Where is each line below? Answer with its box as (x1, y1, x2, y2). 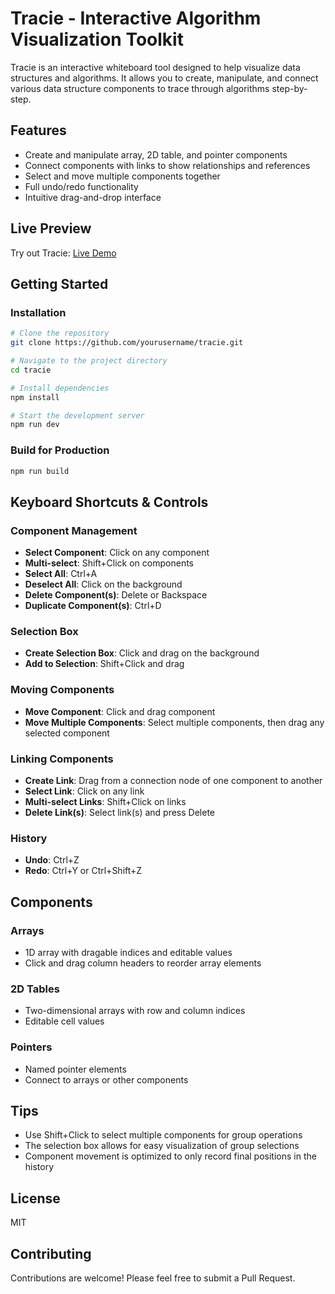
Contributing (10, 1245, 92, 1262)
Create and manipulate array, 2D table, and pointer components (24, 148, 288, 161)
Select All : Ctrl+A (24, 568, 98, 580)
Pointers (10, 1040, 53, 1054)
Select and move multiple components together (24, 170, 221, 182)
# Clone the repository (10, 328, 110, 339)
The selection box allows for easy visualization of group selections (24, 1140, 300, 1152)
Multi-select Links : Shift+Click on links (24, 796, 187, 807)
